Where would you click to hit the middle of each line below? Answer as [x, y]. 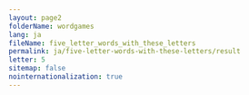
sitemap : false [37, 69]
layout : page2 [35, 18]
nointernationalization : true [66, 77]
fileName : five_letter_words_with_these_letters [102, 43]
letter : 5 [27, 60]
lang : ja [25, 34]
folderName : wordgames [51, 26]
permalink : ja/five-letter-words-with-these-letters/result [125, 52]
